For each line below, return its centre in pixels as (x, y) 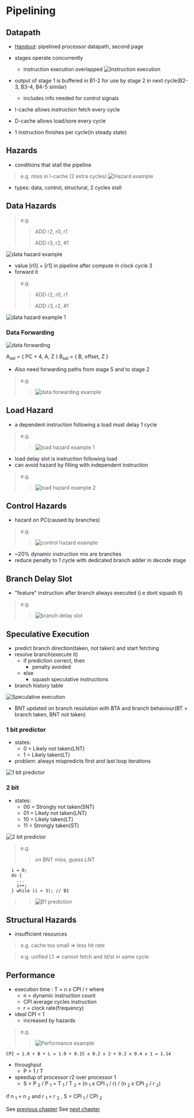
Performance (31, 975)
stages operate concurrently (49, 58)
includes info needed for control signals (71, 98)
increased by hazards (49, 1021)
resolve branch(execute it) (46, 654)
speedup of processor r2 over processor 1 (65, 1078)
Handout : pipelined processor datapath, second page (79, 46)
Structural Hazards (41, 920)
